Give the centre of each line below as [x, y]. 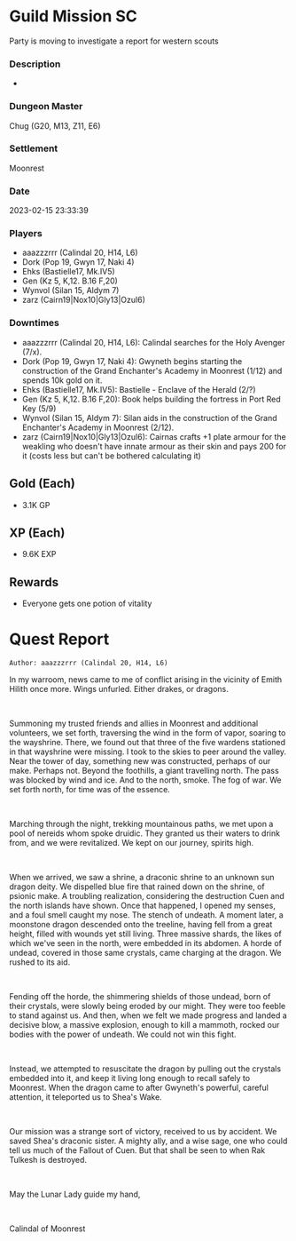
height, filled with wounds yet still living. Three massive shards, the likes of [145, 934]
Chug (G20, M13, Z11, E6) [55, 125]
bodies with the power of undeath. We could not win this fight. [123, 1034]
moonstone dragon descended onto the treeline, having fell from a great [141, 925]
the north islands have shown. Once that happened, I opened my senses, [143, 906]
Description [35, 64]
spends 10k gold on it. [62, 380]
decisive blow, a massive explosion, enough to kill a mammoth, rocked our [144, 1025]
